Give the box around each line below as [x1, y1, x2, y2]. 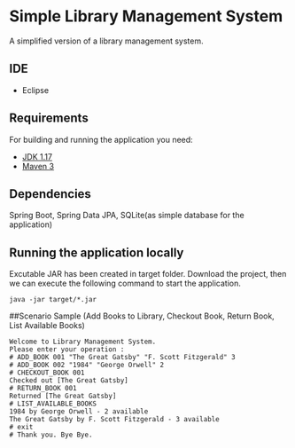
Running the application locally [9, 245, 184, 260]
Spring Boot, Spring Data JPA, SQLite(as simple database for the [9, 210, 245, 221]
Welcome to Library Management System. [9, 337, 157, 347]
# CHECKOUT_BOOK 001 [9, 368, 86, 378]
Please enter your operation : [9, 345, 125, 354]
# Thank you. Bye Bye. [9, 430, 93, 440]
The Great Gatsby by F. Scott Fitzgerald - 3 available [9, 415, 220, 424]
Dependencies [9, 186, 91, 201]
